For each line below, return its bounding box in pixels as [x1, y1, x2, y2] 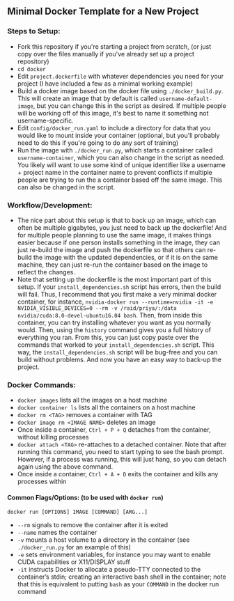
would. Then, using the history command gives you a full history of [17, 325, 211, 334]
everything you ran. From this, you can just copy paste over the [17, 333, 199, 341]
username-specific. [17, 116, 75, 125]
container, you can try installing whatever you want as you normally [17, 318, 211, 327]
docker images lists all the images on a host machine [17, 396, 168, 405]
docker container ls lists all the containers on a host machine [17, 403, 196, 412]
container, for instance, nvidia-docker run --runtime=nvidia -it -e [17, 297, 214, 306]
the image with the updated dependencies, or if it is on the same [33, 253, 218, 261]
